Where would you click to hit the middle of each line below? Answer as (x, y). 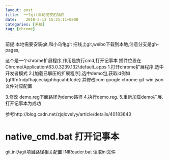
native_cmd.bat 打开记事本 (62, 137)
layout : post (19, 10)
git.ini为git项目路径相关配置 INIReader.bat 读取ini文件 (61, 152)
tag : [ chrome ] (20, 29)
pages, (12, 50)
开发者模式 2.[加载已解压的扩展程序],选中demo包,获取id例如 (68, 73)
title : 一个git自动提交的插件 (35, 15)
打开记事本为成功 (23, 103)
